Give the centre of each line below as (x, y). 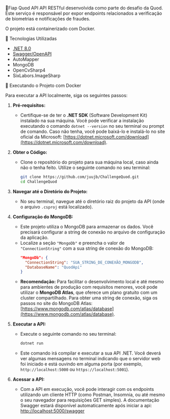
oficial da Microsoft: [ (42, 137)
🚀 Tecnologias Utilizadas (31, 39)
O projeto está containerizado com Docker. (50, 29)
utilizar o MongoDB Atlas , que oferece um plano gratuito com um (89, 293)
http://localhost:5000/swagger (52, 411)
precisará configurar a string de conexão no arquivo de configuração (93, 232)
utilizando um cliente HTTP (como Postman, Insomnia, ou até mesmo (93, 395)
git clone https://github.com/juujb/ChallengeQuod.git (79, 177)
